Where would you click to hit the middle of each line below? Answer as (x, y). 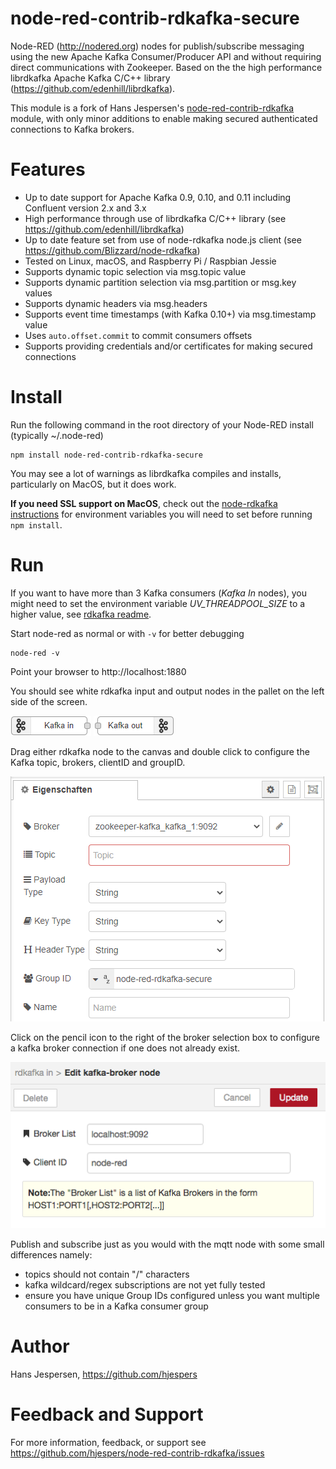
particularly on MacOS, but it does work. (93, 484)
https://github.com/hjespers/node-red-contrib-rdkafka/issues (137, 1453)
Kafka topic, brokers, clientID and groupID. (98, 762)
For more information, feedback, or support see (108, 1442)
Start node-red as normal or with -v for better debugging (127, 633)
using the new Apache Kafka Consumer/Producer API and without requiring (166, 56)
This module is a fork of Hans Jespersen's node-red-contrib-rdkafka (152, 108)
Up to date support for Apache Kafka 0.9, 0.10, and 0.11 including (158, 197)
